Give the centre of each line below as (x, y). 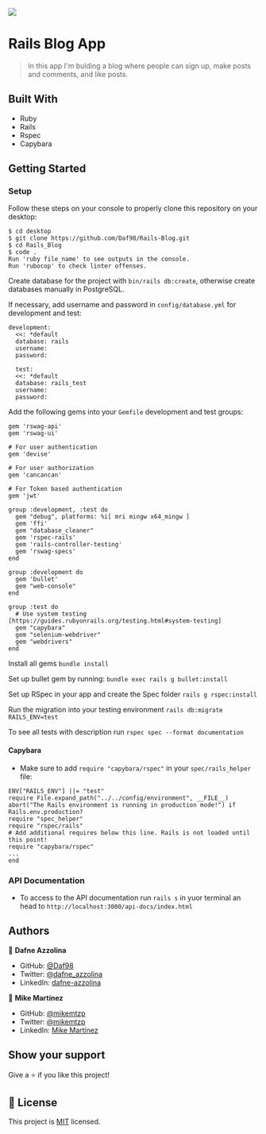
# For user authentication (53, 447)
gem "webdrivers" (44, 642)
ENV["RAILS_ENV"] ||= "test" (56, 791)
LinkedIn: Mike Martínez (59, 1030)
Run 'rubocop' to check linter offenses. (78, 266)
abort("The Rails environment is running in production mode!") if (122, 805)
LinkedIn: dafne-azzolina (60, 982)
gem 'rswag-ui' (33, 434)
